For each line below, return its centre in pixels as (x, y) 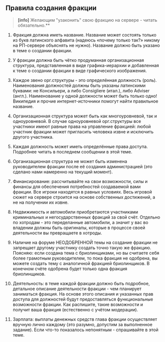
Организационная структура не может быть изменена (70, 161)
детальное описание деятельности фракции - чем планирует (77, 289)
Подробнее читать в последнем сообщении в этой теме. (72, 152)
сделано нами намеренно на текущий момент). (63, 172)
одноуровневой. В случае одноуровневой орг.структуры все (77, 121)
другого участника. (33, 137)
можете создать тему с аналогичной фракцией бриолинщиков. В (81, 263)
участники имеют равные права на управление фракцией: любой (82, 126)
